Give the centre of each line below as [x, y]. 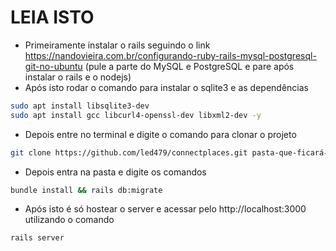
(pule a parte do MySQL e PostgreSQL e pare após [189, 66]
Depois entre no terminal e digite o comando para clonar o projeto [160, 134]
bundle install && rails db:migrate [86, 190]
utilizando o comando [69, 220]
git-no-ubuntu [53, 66]
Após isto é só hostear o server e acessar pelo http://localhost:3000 [165, 209]
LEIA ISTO [52, 17]
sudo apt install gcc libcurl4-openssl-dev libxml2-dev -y [136, 115]
